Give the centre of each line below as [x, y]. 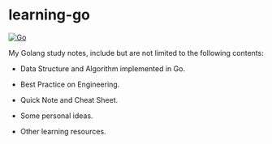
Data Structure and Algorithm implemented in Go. [102, 68]
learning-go [50, 15]
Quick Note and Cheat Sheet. [69, 100]
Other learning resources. [63, 131]
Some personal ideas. [56, 116]
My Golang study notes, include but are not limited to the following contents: [136, 53]
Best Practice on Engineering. [70, 84]
